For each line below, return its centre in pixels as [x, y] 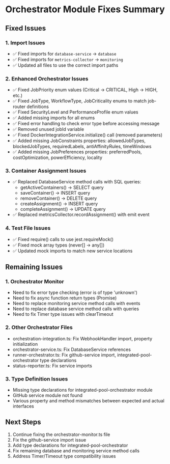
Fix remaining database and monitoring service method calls [76, 451]
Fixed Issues [26, 28]
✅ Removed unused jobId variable [48, 129]
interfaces [23, 406]
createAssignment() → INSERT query [59, 204]
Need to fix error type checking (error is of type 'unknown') [75, 293]
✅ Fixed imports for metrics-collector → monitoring [68, 59]
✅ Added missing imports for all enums [54, 118]
